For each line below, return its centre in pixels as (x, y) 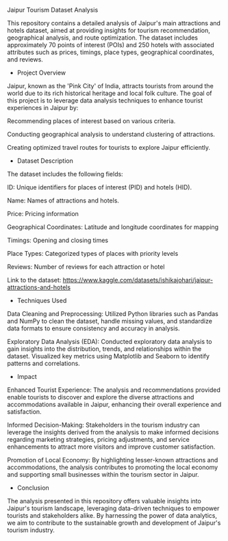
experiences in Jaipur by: (43, 108)
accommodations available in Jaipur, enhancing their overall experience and (114, 404)
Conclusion (33, 488)
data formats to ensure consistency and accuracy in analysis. (93, 328)
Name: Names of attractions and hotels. (63, 200)
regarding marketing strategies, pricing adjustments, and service (98, 439)
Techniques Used (42, 301)
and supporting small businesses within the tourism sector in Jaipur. (103, 474)
